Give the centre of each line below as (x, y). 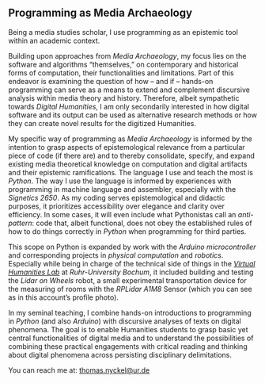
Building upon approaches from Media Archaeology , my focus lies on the (127, 56)
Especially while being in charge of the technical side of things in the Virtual (132, 263)
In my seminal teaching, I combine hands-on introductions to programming (130, 312)
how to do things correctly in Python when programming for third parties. (127, 231)
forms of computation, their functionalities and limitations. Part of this (121, 73)
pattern (21, 223)
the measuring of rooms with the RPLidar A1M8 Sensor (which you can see (130, 289)
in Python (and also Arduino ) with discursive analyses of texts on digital (125, 321)
